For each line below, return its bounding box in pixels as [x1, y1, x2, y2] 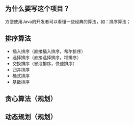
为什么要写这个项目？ [5, 4, 70, 13]
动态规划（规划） [5, 113, 57, 121]
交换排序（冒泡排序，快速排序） [12, 60, 77, 66]
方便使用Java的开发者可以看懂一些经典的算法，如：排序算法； [5, 19, 131, 25]
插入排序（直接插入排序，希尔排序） [12, 48, 86, 54]
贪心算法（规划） [5, 95, 57, 103]
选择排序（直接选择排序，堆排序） [12, 54, 81, 60]
